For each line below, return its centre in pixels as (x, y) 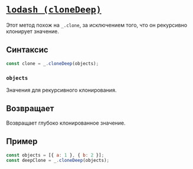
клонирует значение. (33, 31)
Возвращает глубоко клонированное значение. (66, 123)
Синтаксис (27, 50)
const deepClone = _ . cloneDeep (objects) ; (58, 161)
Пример (22, 142)
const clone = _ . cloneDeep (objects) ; (53, 63)
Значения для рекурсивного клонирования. (61, 90)
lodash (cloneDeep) (54, 10)
